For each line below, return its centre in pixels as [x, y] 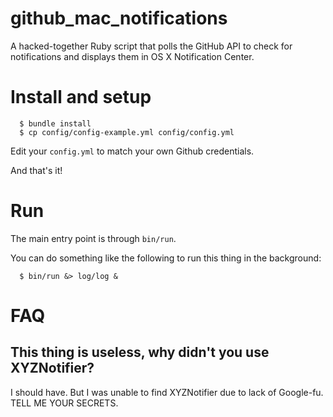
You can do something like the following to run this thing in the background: [166, 258]
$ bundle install [55, 123]
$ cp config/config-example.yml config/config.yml [127, 132]
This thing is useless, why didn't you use [140, 352]
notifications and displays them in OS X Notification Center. [132, 56]
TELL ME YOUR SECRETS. [64, 403]
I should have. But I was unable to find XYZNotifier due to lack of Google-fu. [167, 392]
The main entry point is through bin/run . [93, 238]
